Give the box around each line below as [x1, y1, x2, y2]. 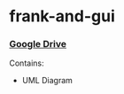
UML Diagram [21, 75, 74, 86]
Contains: [9, 58, 44, 68]
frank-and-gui [9, 6, 115, 27]
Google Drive [9, 38, 66, 51]
